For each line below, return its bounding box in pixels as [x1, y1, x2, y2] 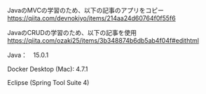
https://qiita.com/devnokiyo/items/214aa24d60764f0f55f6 [7, 14, 177, 22]
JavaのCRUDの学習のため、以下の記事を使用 [7, 29, 137, 36]
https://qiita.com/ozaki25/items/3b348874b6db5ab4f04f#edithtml [7, 36, 200, 44]
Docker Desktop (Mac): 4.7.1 [7, 65, 88, 73]
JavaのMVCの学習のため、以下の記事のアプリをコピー [7, 6, 165, 14]
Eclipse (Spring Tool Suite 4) [7, 79, 90, 86]
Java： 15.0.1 [7, 51, 49, 59]
